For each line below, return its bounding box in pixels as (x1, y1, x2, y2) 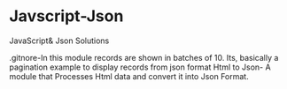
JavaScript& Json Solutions (9, 35, 110, 46)
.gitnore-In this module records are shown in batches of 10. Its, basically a (9, 52, 279, 63)
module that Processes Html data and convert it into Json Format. (9, 70, 250, 81)
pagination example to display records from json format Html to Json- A (9, 62, 272, 72)
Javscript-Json (9, 6, 124, 26)
